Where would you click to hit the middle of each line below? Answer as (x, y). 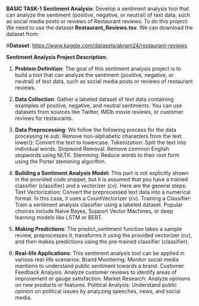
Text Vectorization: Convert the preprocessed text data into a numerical (102, 192)
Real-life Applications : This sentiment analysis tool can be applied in (99, 253)
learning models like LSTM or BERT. (59, 217)
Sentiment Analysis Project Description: (57, 57)
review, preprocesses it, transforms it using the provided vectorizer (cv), (103, 235)
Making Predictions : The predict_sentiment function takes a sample (98, 229)
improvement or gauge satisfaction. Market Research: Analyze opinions (102, 279)
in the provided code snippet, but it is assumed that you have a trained (101, 179)
